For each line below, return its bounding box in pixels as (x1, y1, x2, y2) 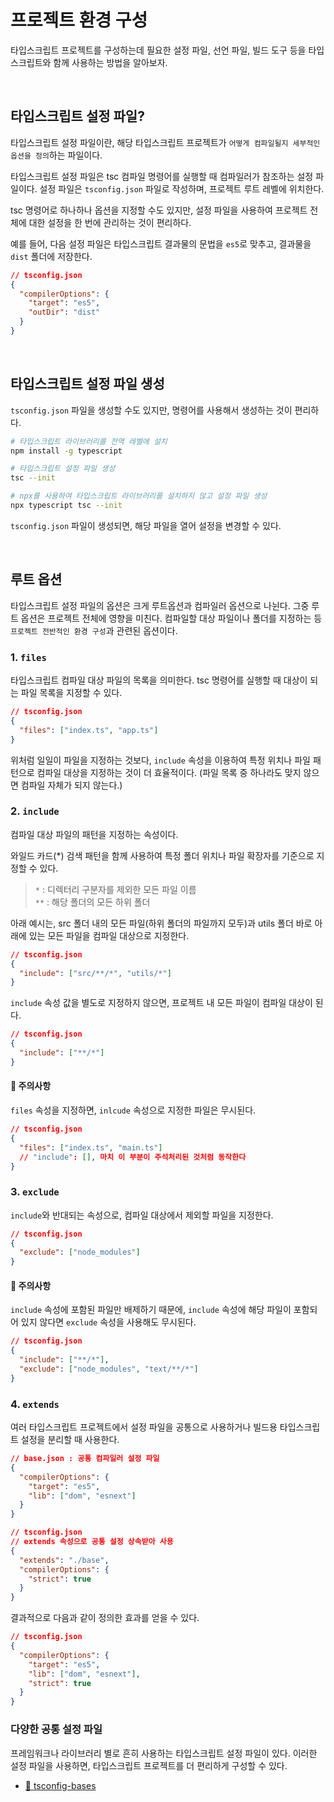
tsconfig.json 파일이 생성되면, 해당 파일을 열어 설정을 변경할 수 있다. (10, 519, 282, 531)
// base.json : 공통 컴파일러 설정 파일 (10, 1454, 160, 1464)
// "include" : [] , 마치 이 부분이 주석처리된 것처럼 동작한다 (19, 1152, 247, 1162)
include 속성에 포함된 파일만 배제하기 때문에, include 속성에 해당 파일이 (10, 1304, 292, 1316)
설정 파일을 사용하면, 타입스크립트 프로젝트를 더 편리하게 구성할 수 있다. (10, 1759, 288, 1771)
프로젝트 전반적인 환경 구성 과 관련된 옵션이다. (10, 624, 178, 636)
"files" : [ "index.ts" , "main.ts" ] (19, 1142, 163, 1153)
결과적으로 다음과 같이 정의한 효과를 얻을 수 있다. (10, 1612, 200, 1624)
